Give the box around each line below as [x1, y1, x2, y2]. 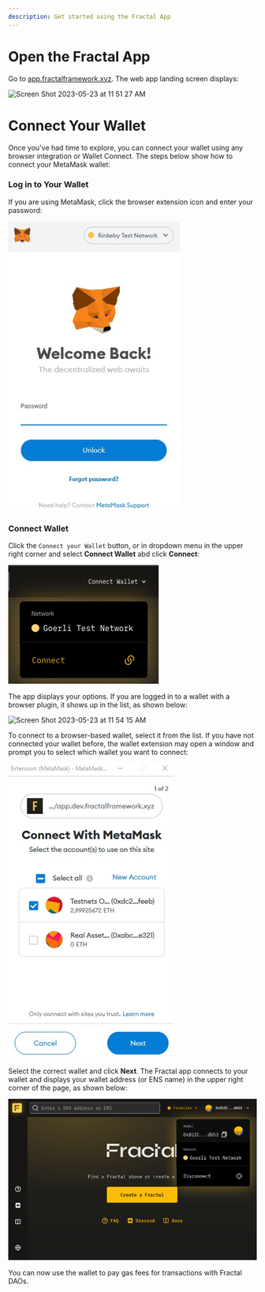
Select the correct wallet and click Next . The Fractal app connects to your [8, 1066, 248, 1076]
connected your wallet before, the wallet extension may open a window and [8, 739, 255, 749]
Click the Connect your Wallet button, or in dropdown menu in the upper [8, 541, 244, 551]
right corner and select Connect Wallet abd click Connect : [8, 549, 200, 559]
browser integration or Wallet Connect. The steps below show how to [8, 151, 233, 161]
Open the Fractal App [8, 47, 151, 65]
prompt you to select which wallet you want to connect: [8, 748, 188, 757]
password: [8, 205, 43, 215]
